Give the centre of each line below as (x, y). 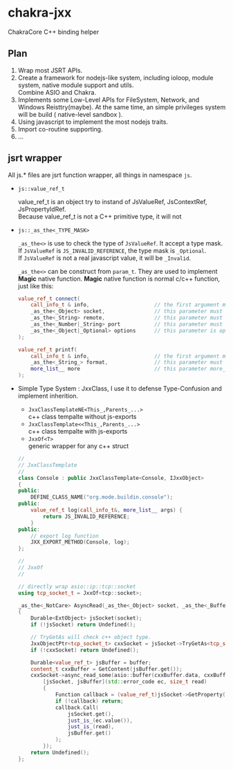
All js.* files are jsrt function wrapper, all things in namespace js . (100, 175)
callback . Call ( (77, 707)
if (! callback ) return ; (89, 701)
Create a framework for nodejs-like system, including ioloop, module (115, 77)
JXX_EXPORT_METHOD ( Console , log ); (80, 542)
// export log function (65, 536)
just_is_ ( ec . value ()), (100, 721)
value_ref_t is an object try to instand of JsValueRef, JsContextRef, (112, 201)
